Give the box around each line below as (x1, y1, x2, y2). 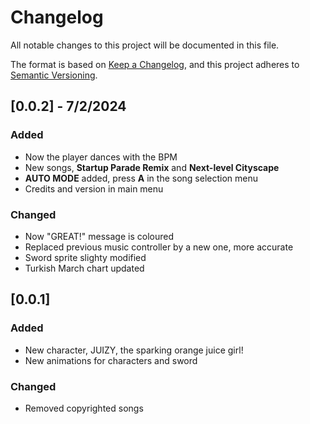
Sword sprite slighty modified (24, 251, 147, 263)
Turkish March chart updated (24, 262, 145, 274)
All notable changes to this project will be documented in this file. (10, 39, 280, 51)
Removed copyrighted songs (24, 402, 144, 414)
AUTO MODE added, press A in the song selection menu (24, 172, 258, 184)
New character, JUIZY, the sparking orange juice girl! (24, 344, 244, 356)
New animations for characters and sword (24, 354, 198, 366)
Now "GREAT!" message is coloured (24, 230, 174, 242)
